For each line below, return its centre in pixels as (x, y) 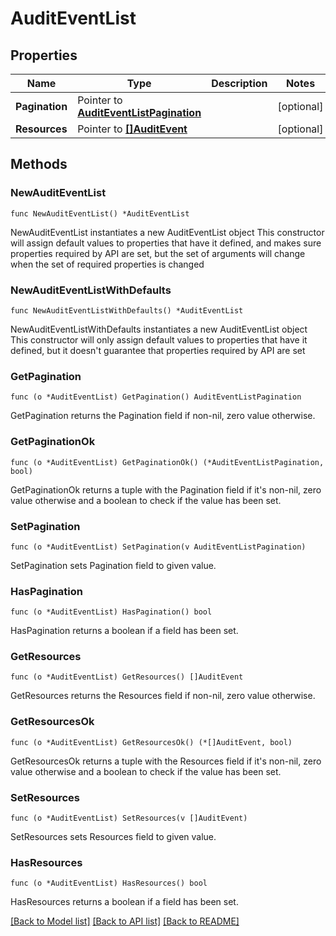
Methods (39, 164)
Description (239, 83)
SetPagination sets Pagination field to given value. (113, 565)
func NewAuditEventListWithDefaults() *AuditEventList (127, 310)
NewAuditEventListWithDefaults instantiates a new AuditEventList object (159, 329)
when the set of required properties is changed (107, 264)
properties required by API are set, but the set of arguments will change (158, 253)
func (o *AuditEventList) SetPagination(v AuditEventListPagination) (158, 547)
